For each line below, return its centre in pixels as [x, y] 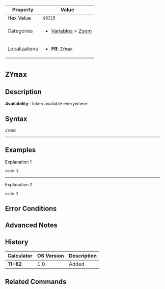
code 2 [12, 194]
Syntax [16, 119]
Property [23, 10]
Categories [20, 31]
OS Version [51, 256]
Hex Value [19, 18]
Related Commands [36, 281]
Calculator [20, 256]
